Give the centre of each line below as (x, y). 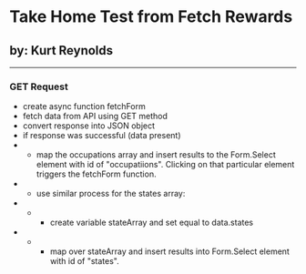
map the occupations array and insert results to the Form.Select (156, 155)
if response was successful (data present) (102, 136)
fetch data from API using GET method (95, 117)
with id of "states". (85, 261)
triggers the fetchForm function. (96, 174)
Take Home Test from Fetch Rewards (151, 17)
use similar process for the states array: (111, 194)
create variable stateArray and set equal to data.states (151, 223)
